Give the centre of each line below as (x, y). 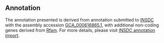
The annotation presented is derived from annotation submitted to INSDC (80, 20)
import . (12, 35)
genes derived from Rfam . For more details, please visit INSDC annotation (80, 30)
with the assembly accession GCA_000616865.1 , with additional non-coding (82, 25)
